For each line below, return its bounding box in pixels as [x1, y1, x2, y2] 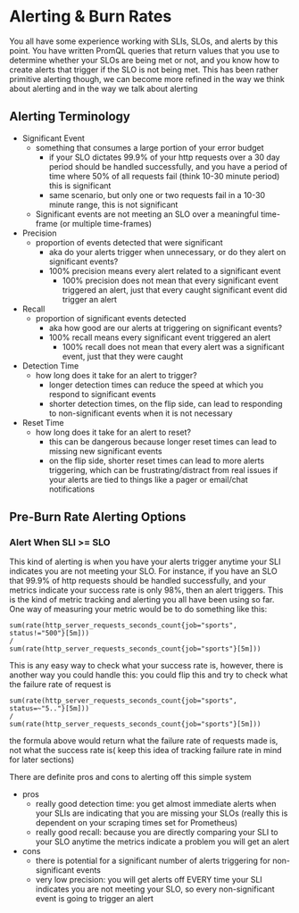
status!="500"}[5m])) [9, 629, 90, 638]
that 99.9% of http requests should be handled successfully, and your [9, 576, 266, 586]
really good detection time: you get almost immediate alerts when [35, 799, 277, 809]
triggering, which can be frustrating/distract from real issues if [48, 464, 278, 475]
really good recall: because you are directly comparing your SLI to [35, 827, 278, 838]
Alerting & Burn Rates [9, 6, 172, 27]
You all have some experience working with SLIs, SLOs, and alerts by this [9, 36, 278, 46]
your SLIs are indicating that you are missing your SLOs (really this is [35, 808, 288, 818]
